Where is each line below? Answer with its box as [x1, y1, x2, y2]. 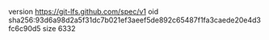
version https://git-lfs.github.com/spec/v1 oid [8, 7, 159, 16]
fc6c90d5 [8, 24, 41, 33]
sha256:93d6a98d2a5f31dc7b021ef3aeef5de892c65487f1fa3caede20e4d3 [8, 15, 261, 25]
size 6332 [42, 24, 76, 33]
